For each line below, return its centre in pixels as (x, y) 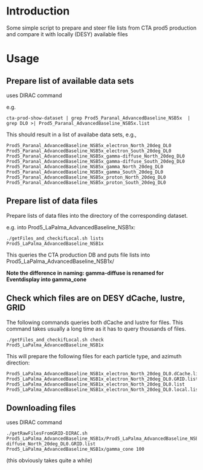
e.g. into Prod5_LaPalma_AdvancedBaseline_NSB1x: (71, 227)
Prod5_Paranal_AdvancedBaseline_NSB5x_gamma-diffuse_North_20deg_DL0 (96, 156)
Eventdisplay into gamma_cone (47, 279)
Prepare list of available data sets (70, 81)
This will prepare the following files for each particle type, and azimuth (94, 356)
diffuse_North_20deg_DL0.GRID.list (51, 444)
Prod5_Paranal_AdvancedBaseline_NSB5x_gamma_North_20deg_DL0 (85, 167)
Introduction (38, 11)
